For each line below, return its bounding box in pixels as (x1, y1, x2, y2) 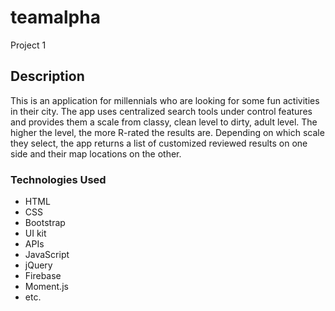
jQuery (24, 259, 53, 271)
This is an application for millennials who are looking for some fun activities (10, 94, 320, 106)
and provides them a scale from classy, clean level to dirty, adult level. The (10, 116, 318, 128)
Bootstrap (24, 217, 66, 229)
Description (10, 68, 85, 85)
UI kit (24, 227, 47, 240)
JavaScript (24, 249, 70, 261)
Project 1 (10, 39, 47, 51)
